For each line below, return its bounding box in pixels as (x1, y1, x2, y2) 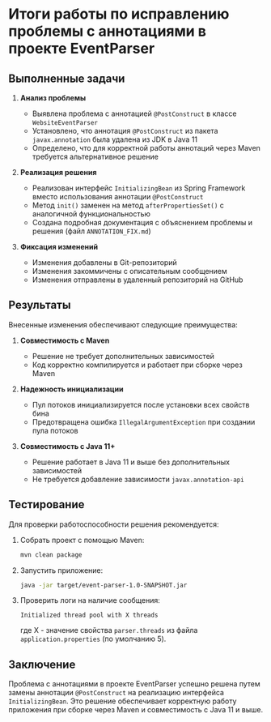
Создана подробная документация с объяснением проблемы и (32, 218, 253, 227)
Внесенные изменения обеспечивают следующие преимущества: (8, 319, 239, 329)
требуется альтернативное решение (32, 152, 159, 161)
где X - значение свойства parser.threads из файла (19, 626, 198, 635)
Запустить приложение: (19, 565, 104, 575)
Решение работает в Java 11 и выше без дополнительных (32, 457, 231, 467)
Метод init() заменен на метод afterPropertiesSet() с (32, 200, 225, 210)
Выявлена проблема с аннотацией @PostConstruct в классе (32, 109, 237, 118)
